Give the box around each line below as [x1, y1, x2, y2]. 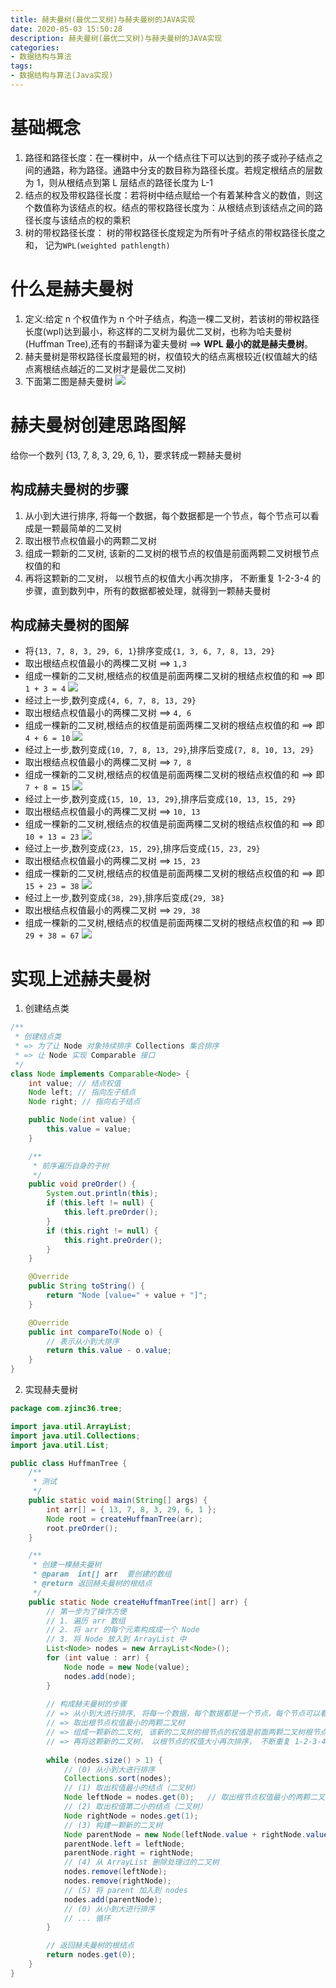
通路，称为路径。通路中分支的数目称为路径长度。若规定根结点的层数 [42, 164, 323, 176]
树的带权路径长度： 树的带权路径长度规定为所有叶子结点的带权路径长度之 [24, 226, 326, 238]
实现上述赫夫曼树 [10, 967, 152, 990]
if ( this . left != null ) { [46, 1198, 155, 1208]
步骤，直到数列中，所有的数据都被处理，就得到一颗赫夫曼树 [24, 584, 271, 596]
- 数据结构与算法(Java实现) [10, 71, 114, 81]
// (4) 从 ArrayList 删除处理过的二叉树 [63, 1857, 220, 1868]
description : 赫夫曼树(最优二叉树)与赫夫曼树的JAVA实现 [10, 33, 223, 43]
